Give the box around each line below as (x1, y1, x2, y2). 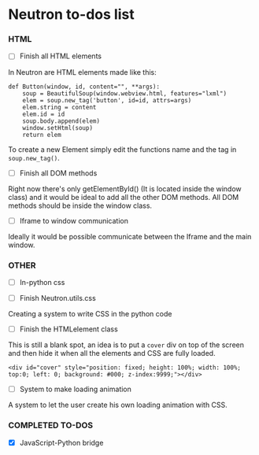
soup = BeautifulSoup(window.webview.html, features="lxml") (22, 89, 227, 98)
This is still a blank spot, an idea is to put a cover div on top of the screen (8, 340, 244, 350)
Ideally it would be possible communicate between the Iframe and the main (8, 231, 252, 241)
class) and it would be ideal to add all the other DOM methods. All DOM (8, 192, 239, 202)
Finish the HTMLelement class (19, 324, 118, 334)
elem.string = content (22, 103, 97, 111)
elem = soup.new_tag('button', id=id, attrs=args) (22, 96, 192, 104)
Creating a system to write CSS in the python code (8, 309, 172, 319)
